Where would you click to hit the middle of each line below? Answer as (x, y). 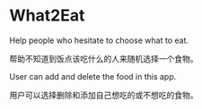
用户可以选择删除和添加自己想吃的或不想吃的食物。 (104, 95)
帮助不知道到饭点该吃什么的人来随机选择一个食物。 (104, 58)
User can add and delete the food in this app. (93, 76)
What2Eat (47, 16)
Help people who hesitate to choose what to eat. (99, 40)
